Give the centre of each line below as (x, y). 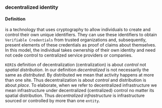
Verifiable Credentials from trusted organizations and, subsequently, (76, 40)
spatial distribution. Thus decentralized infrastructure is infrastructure (75, 95)
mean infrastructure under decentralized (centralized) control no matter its (80, 91)
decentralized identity (32, 7)
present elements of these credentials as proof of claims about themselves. (81, 45)
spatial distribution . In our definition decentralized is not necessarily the (77, 70)
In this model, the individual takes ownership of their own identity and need (80, 50)
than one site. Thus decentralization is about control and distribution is (76, 80)
